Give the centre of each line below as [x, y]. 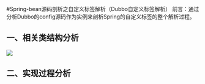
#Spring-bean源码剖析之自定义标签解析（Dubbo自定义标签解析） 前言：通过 [103, 9]
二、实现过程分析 [39, 73]
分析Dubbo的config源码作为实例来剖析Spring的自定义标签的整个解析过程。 [101, 17]
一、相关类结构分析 [43, 38]
